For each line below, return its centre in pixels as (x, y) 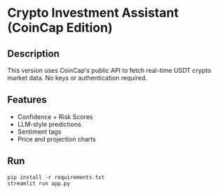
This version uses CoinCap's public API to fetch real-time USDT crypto (109, 70)
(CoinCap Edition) (60, 28)
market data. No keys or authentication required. (77, 78)
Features (27, 100)
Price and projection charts (56, 139)
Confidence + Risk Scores (55, 116)
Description (33, 54)
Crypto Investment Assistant (93, 13)
